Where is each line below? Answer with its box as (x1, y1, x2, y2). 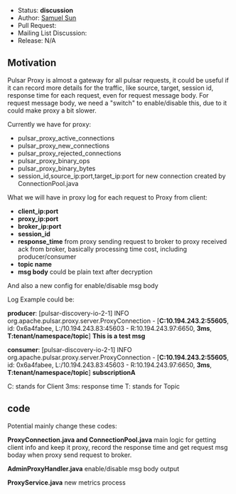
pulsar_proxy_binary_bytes (17, 164, 96, 173)
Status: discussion (17, 6, 73, 14)
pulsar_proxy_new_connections (17, 141, 110, 150)
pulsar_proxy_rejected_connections (17, 149, 122, 158)
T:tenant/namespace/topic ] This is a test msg (7, 331, 146, 340)
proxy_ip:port (17, 214, 59, 223)
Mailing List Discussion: (17, 29, 87, 37)
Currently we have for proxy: (7, 120, 91, 128)
